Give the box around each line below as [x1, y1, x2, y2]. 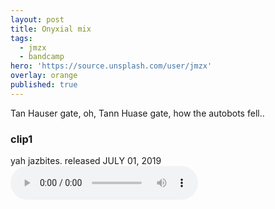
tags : [10, 33, 33, 43]
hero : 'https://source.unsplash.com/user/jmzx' [10, 61, 213, 71]
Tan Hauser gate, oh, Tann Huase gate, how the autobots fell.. [10, 107, 265, 119]
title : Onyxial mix [10, 24, 92, 34]
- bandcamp [19, 52, 65, 62]
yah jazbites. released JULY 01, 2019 [10, 155, 162, 167]
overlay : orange [10, 71, 78, 81]
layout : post [10, 14, 65, 25]
